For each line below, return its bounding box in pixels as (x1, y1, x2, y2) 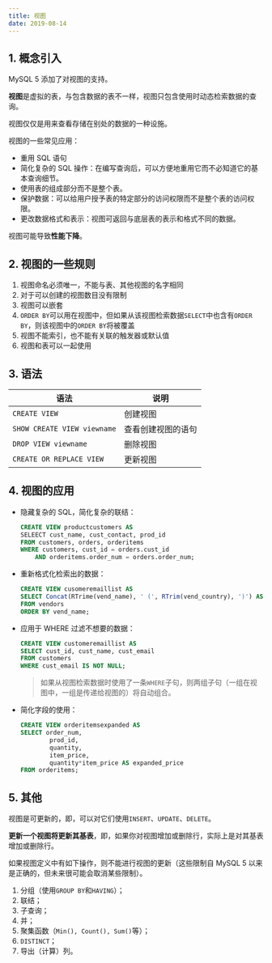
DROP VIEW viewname (12, 439, 87, 448)
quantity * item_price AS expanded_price (49, 758, 184, 767)
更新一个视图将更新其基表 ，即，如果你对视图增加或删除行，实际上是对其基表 (8, 831, 264, 841)
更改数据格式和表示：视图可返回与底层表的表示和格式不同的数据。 (19, 214, 240, 223)
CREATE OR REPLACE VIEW (12, 454, 104, 464)
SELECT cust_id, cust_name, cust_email (19, 647, 155, 655)
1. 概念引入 (8, 51, 62, 65)
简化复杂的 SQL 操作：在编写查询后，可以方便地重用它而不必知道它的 (19, 163, 252, 173)
